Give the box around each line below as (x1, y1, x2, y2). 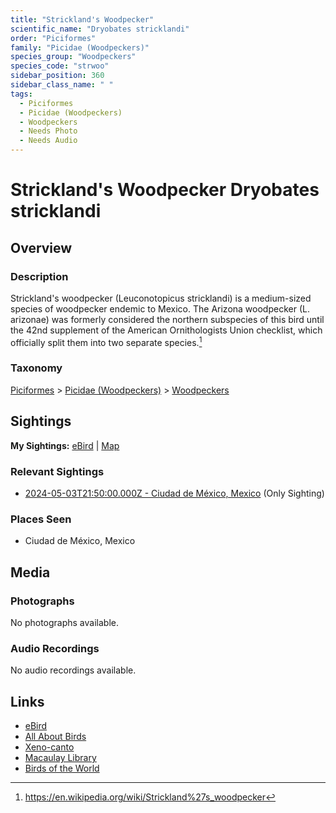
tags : (10, 89, 33, 99)
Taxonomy (10, 361, 63, 375)
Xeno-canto (24, 741, 75, 753)
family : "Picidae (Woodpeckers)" (10, 42, 150, 53)
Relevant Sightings (10, 464, 105, 478)
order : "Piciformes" (10, 33, 97, 43)
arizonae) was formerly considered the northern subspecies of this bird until (10, 313, 325, 325)
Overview (10, 239, 73, 256)
